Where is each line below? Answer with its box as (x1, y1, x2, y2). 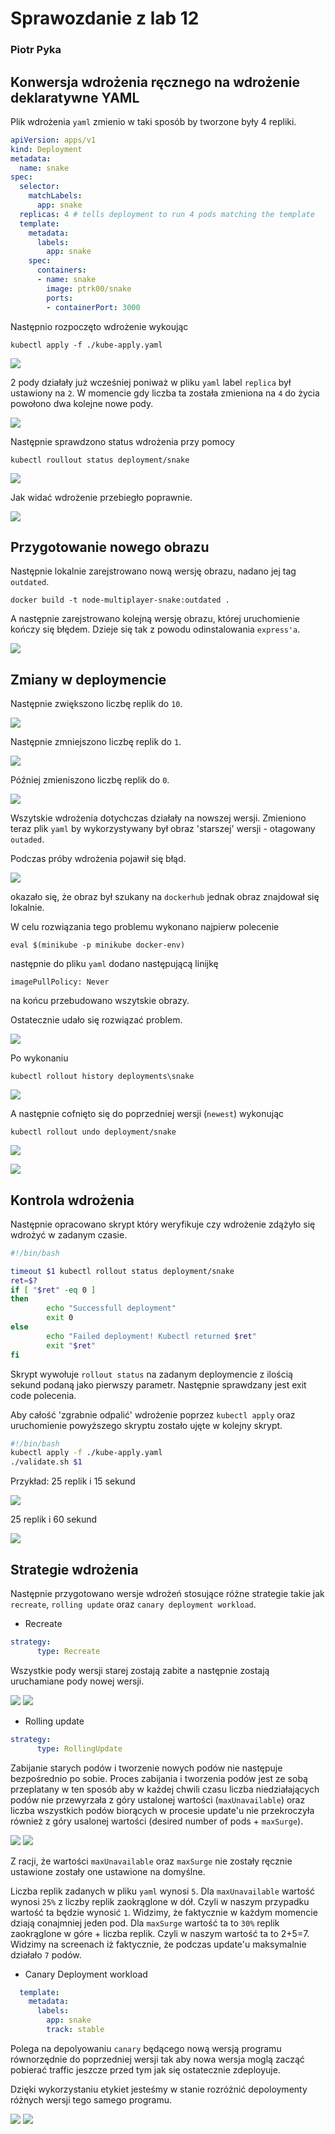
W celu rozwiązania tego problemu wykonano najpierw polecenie (10, 921, 280, 933)
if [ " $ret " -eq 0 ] (10, 1285, 97, 1295)
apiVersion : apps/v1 (10, 135, 97, 145)
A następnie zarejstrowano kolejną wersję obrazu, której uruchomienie (10, 613, 300, 625)
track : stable (46, 2025, 105, 2035)
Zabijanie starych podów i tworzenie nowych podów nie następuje (10, 1762, 283, 1774)
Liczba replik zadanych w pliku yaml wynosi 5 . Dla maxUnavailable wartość (10, 1885, 316, 1897)
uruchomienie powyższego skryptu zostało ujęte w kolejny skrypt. (10, 1419, 283, 1431)
